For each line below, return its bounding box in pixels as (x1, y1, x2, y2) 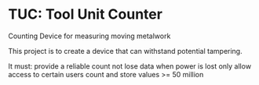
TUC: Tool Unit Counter (8, 5, 163, 23)
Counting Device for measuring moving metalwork (8, 31, 171, 41)
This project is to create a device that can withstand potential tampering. (8, 46, 243, 55)
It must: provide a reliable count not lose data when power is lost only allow (8, 61, 252, 71)
